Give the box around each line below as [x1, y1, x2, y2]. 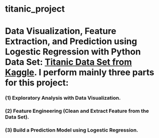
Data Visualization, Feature [5, 26, 116, 37]
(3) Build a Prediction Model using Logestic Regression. [5, 127, 139, 134]
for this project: [5, 77, 69, 88]
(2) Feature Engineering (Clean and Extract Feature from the [5, 108, 149, 115]
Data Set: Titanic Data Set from [5, 57, 132, 68]
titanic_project [5, 3, 65, 15]
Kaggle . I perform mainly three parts [5, 67, 154, 78]
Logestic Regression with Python [5, 46, 141, 57]
